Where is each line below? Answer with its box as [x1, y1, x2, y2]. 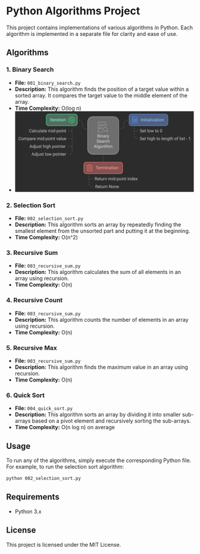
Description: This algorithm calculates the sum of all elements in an [14, 269, 182, 276]
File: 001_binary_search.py [14, 79, 81, 86]
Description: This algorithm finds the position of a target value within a [14, 85, 189, 93]
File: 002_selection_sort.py [14, 215, 83, 222]
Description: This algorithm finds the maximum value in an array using [14, 363, 189, 371]
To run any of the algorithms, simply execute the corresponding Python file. [6, 457, 192, 464]
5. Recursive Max [6, 343, 58, 352]
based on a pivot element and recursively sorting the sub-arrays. [32, 417, 192, 424]
